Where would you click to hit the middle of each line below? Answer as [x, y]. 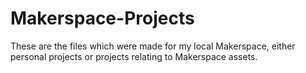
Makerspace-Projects [102, 18]
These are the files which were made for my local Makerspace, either [153, 46]
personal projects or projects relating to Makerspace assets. [134, 56]
